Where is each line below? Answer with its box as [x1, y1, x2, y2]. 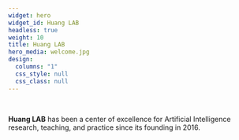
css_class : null [15, 77, 69, 85]
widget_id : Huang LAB [8, 19, 80, 27]
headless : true [8, 26, 58, 34]
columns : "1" [15, 63, 58, 71]
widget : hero [8, 11, 51, 20]
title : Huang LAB [8, 41, 65, 49]
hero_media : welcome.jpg [8, 48, 90, 56]
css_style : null [15, 70, 69, 78]
